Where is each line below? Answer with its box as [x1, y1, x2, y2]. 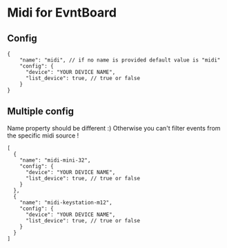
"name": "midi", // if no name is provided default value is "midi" [19, 57, 221, 64]
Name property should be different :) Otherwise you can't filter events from [7, 124, 221, 132]
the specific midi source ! [7, 131, 79, 140]
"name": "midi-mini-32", [19, 157, 91, 164]
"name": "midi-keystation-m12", [19, 199, 112, 206]
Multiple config [7, 106, 75, 117]
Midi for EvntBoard [7, 5, 117, 21]
